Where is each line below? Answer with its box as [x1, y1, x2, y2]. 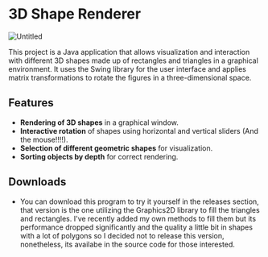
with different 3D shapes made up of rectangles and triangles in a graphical [8, 56, 259, 65]
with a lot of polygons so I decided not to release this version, [19, 230, 225, 240]
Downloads [8, 175, 67, 189]
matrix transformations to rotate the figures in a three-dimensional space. [8, 73, 252, 82]
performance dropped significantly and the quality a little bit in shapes [19, 222, 254, 232]
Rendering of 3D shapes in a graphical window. [19, 118, 179, 127]
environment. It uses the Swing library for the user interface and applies [8, 64, 247, 73]
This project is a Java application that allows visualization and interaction [8, 47, 250, 56]
